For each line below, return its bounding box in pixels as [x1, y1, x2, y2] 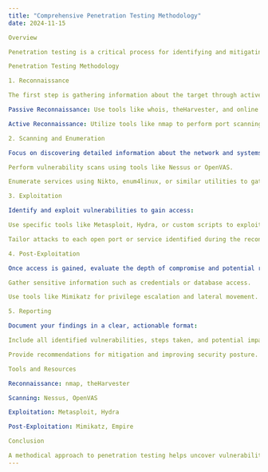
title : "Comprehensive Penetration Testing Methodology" [8, 11, 202, 20]
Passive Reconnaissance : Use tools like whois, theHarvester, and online [8, 105, 259, 113]
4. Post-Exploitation [8, 249, 81, 258]
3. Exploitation [8, 192, 62, 200]
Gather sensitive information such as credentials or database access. [8, 279, 251, 287]
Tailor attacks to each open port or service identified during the [8, 235, 241, 244]
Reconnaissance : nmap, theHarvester [8, 379, 130, 387]
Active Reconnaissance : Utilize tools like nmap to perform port [8, 120, 230, 128]
